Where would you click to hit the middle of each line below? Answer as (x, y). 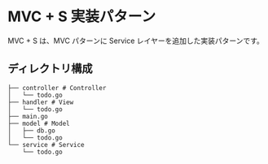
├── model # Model (39, 123)
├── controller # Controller (57, 88)
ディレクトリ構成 (50, 69)
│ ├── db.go (32, 131)
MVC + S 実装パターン (82, 17)
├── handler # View (41, 102)
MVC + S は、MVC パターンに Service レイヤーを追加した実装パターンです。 (136, 41)
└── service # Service (46, 145)
